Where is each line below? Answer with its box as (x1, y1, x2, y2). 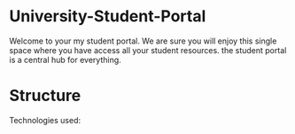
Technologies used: (9, 114, 82, 125)
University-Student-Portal (9, 6, 206, 27)
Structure (9, 86, 82, 106)
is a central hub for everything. (9, 54, 121, 65)
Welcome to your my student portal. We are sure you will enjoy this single (9, 35, 277, 46)
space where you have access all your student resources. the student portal (9, 44, 287, 55)
